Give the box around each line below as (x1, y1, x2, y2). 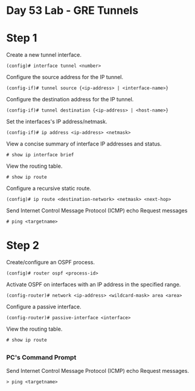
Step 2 (6, 239, 39, 252)
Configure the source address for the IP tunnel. (6, 74, 124, 81)
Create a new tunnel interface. (6, 51, 82, 59)
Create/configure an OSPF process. (6, 259, 95, 266)
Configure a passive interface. (6, 303, 82, 311)
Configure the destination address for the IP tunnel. (6, 96, 134, 103)
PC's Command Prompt (6, 354, 77, 362)
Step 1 (6, 31, 37, 45)
